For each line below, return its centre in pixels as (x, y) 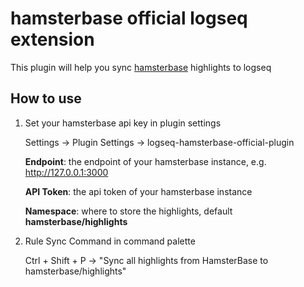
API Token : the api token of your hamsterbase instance (138, 191)
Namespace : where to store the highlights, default (128, 211)
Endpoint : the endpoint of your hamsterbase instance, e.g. (145, 161)
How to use (46, 98)
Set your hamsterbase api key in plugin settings (123, 123)
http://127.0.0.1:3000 (66, 172)
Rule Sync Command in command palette (110, 241)
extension (52, 39)
